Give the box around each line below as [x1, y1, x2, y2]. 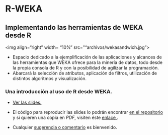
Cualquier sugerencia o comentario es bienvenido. [12, 124, 117, 130]
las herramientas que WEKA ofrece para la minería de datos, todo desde [12, 59, 162, 65]
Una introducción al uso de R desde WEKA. [5, 88, 112, 95]
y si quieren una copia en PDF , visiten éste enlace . [12, 114, 119, 121]
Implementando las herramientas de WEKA [5, 23, 143, 32]
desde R [5, 31, 32, 39]
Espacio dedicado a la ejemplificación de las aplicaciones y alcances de [12, 54, 162, 60]
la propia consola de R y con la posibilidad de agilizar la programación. [12, 65, 159, 71]
